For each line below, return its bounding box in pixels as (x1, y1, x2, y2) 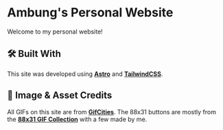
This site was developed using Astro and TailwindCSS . (7, 70, 163, 78)
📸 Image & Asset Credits (7, 90, 113, 101)
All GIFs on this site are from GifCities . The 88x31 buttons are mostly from (7, 107, 216, 116)
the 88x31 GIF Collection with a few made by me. (7, 115, 148, 123)
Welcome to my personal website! (7, 27, 103, 36)
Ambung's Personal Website (7, 5, 174, 21)
